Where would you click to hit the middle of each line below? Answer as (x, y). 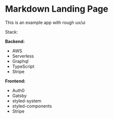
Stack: (11, 32)
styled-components (32, 106)
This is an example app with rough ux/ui (45, 22)
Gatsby (19, 96)
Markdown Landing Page (57, 9)
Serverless (23, 56)
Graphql (20, 61)
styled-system (27, 100)
